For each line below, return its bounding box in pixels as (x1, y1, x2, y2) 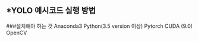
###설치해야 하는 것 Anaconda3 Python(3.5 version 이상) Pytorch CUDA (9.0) (6, 22, 193, 30)
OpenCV (6, 29, 27, 36)
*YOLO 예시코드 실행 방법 (6, 5, 96, 16)
